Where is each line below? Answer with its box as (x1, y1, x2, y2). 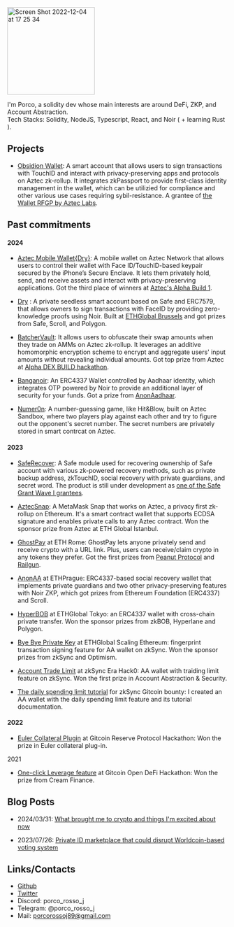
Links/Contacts (7, 863, 75, 875)
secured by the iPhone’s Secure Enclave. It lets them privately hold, (17, 269, 212, 277)
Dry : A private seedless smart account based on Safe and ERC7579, (17, 297, 215, 306)
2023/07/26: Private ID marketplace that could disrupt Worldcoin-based (17, 835, 225, 844)
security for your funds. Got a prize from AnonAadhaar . (17, 391, 177, 399)
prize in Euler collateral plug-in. (17, 741, 108, 749)
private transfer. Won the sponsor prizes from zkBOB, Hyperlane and (17, 617, 216, 625)
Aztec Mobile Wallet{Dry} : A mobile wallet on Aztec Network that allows (17, 254, 225, 262)
